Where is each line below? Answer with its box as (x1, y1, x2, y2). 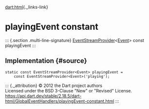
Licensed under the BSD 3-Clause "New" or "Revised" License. (5, 87, 132, 93)
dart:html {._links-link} (5, 4, 49, 10)
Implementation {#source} (5, 57, 88, 65)
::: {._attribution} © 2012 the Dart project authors (5, 83, 102, 88)
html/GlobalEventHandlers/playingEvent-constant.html (5, 98, 114, 104)
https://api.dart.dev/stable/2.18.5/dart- (5, 93, 82, 99)
